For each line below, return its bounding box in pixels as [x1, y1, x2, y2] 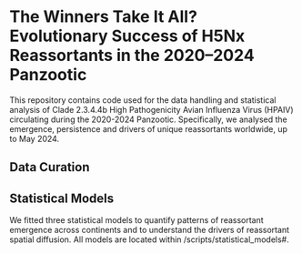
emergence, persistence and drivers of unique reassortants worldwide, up [9, 123, 288, 134]
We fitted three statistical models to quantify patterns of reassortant [9, 215, 264, 226]
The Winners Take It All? [9, 6, 198, 27]
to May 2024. [9, 133, 60, 144]
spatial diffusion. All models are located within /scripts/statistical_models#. [9, 234, 289, 245]
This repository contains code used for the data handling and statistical [9, 94, 277, 106]
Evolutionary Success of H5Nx [9, 25, 246, 46]
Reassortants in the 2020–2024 [9, 46, 255, 66]
